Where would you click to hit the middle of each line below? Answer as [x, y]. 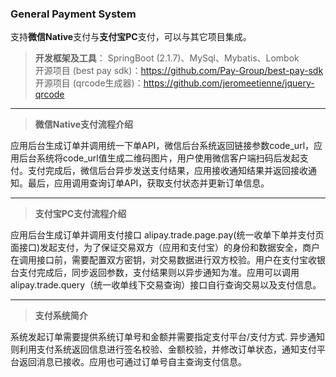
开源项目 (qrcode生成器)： [89, 83]
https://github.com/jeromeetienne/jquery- [229, 83]
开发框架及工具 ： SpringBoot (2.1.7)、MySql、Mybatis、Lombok [167, 58]
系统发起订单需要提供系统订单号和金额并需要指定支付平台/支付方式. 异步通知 [168, 337]
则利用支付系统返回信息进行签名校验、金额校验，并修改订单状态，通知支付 [163, 349]
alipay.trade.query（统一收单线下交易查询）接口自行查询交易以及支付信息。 [166, 285]
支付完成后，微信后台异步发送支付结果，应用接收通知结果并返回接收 [167, 171]
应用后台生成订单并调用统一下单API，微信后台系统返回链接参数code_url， [162, 146]
